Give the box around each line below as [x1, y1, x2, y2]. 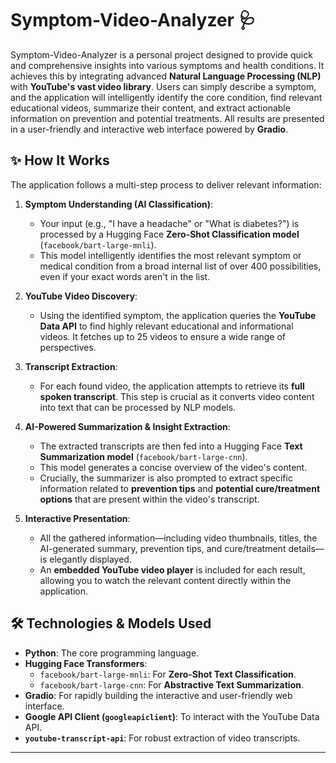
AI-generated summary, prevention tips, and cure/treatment [39, 542, 287, 554]
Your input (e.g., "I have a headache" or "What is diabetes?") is [39, 217, 300, 229]
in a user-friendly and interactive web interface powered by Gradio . [10, 123, 289, 135]
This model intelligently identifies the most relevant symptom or [39, 249, 302, 261]
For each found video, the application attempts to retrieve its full [39, 380, 305, 392]
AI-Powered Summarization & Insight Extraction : [24, 420, 231, 432]
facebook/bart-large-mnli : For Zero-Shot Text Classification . [39, 668, 297, 680]
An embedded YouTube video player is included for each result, [39, 563, 306, 576]
